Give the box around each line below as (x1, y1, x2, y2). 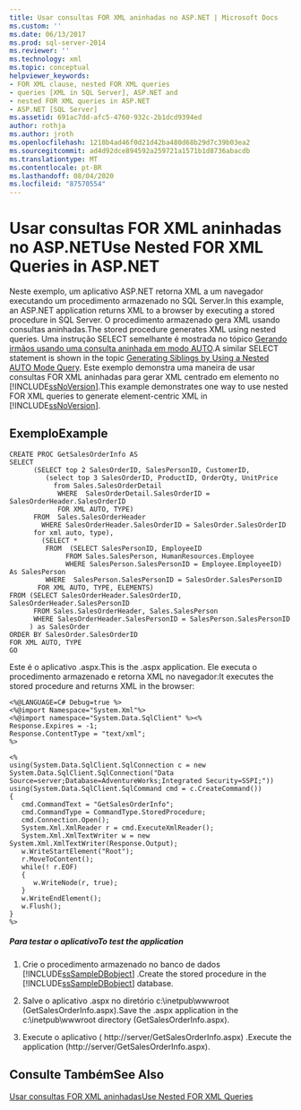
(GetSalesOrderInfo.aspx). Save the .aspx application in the (21, 1004, 239, 1015)
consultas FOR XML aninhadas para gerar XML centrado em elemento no (9, 372, 279, 383)
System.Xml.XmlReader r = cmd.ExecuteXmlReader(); (21, 823, 215, 832)
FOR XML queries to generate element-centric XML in (9, 391, 208, 401)
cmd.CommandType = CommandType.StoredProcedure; (21, 807, 206, 816)
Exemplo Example (9, 426, 108, 442)
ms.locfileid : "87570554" (9, 180, 106, 189)
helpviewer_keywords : (9, 72, 90, 81)
